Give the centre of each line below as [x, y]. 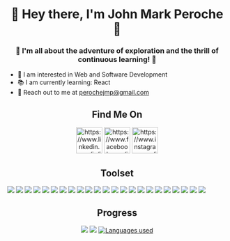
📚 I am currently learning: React [64, 82]
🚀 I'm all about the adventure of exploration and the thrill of [117, 51]
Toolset [117, 173]
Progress [117, 213]
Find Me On [117, 114]
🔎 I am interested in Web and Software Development [92, 75]
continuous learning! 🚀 [117, 60]
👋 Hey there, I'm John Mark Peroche [117, 14]
